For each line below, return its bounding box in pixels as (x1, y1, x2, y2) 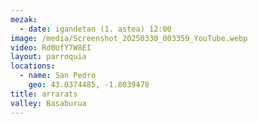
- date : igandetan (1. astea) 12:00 (19, 24, 172, 34)
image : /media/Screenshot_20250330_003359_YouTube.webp (10, 33, 248, 43)
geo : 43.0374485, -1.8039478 (28, 80, 150, 90)
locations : (10, 61, 56, 71)
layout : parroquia (10, 52, 87, 62)
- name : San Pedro (19, 71, 97, 81)
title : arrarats (10, 89, 78, 99)
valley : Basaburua (10, 98, 87, 108)
